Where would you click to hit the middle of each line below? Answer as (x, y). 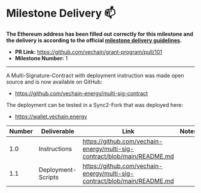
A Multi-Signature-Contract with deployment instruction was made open (95, 75)
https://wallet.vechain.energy (51, 117)
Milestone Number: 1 (41, 58)
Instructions (55, 149)
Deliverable (58, 131)
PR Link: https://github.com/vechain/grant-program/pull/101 (89, 52)
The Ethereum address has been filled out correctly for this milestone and (100, 34)
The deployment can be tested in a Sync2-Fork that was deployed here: (95, 105)
